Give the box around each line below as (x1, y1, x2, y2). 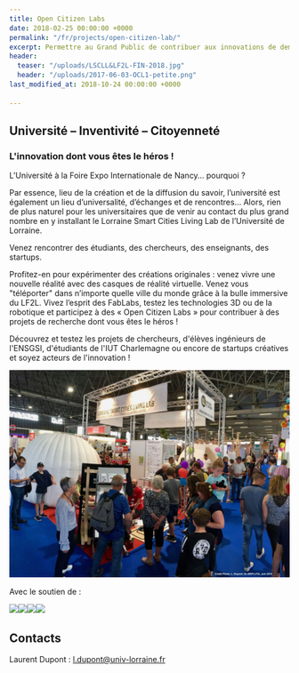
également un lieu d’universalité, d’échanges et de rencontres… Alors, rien (9, 196, 282, 208)
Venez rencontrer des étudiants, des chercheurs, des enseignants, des (9, 243, 270, 253)
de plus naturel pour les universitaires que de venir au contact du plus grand (9, 206, 289, 217)
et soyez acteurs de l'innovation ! (9, 352, 131, 364)
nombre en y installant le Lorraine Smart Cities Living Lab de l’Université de (9, 216, 285, 227)
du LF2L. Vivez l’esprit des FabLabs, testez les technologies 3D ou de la (9, 298, 273, 308)
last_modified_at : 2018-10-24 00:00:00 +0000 (9, 80, 181, 89)
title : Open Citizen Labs (9, 14, 105, 23)
